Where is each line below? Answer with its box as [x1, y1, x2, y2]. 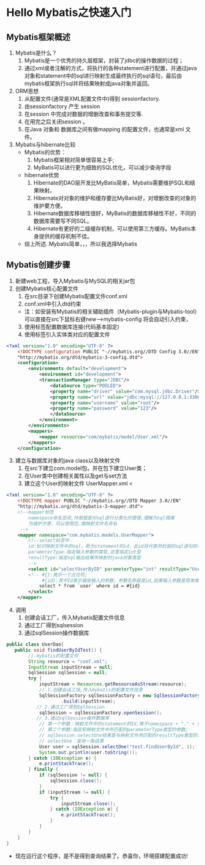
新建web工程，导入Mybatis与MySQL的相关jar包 [15, 277, 135, 284]
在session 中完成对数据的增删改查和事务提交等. [24, 111, 143, 117]
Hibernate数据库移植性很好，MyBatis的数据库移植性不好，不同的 [33, 210, 196, 217]
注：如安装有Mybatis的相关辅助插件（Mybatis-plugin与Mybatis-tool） [24, 307, 198, 315]
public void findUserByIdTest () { [14, 647, 103, 653]
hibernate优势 [24, 172, 60, 179]
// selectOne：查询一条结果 [38, 738, 104, 744]
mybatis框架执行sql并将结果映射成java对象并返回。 [24, 80, 153, 87]
